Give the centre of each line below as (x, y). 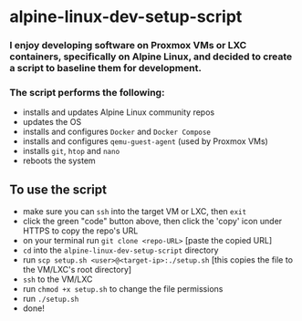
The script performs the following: (87, 93)
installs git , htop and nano (71, 151)
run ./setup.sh (51, 299)
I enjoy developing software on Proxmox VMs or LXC (128, 46)
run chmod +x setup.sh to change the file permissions (123, 289)
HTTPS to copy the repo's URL (80, 231)
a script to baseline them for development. (106, 68)
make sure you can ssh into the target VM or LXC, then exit (135, 212)
